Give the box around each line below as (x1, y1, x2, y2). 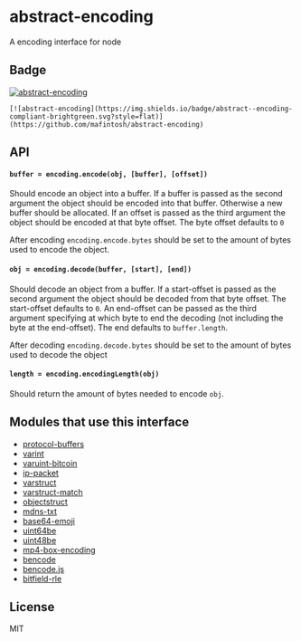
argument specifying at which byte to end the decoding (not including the (9, 312, 284, 323)
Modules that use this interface (9, 415, 190, 430)
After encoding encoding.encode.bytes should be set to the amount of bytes (9, 234, 292, 245)
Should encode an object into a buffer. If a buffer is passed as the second (9, 188, 283, 199)
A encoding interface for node (9, 36, 122, 47)
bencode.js (22, 563, 65, 574)
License (9, 599, 55, 615)
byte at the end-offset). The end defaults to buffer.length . (9, 321, 229, 332)
